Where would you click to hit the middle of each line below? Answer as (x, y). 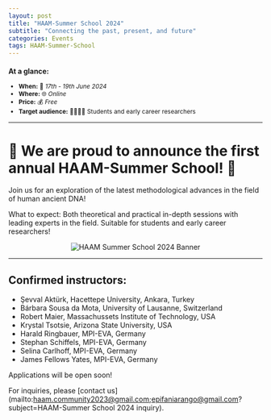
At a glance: (29, 71)
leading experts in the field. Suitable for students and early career (117, 223)
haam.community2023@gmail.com (92, 399)
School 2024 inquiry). (128, 408)
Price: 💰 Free (38, 102)
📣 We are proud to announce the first (134, 151)
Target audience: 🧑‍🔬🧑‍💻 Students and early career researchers (107, 111)
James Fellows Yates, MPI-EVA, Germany (89, 360)
